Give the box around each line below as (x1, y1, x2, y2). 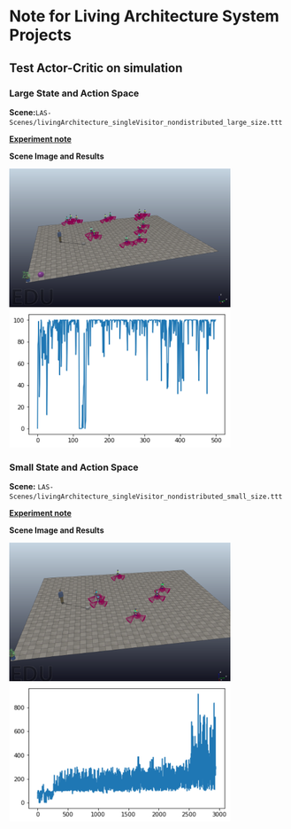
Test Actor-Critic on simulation (9, 60, 183, 75)
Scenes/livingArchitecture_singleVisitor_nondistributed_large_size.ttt (9, 118, 283, 127)
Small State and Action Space (9, 461, 139, 473)
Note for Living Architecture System (9, 6, 280, 27)
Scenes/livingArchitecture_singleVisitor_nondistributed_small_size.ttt (9, 492, 283, 502)
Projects (9, 25, 73, 45)
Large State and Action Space (9, 87, 140, 99)
